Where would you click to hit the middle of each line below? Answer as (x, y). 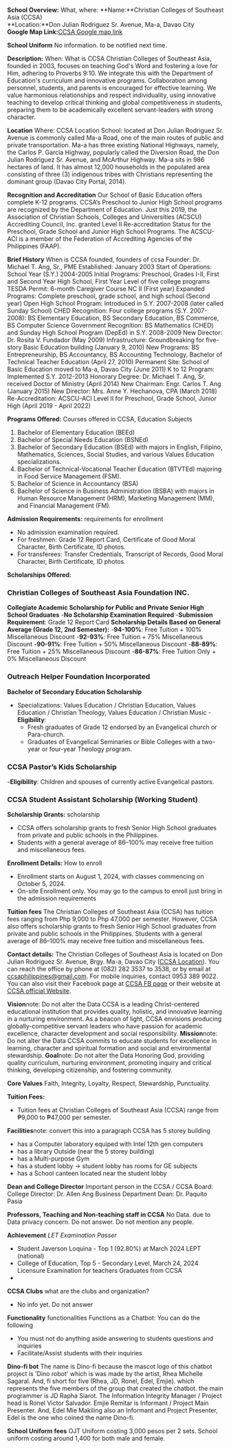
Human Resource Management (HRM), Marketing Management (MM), (116, 498)
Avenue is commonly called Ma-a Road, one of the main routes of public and (115, 138)
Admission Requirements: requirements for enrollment (85, 519)
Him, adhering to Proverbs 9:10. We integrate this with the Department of (110, 73)
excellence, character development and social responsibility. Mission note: (112, 1034)
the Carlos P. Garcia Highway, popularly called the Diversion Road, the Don (113, 152)
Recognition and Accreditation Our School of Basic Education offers (105, 195)
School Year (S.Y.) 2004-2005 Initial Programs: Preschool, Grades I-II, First (113, 274)
